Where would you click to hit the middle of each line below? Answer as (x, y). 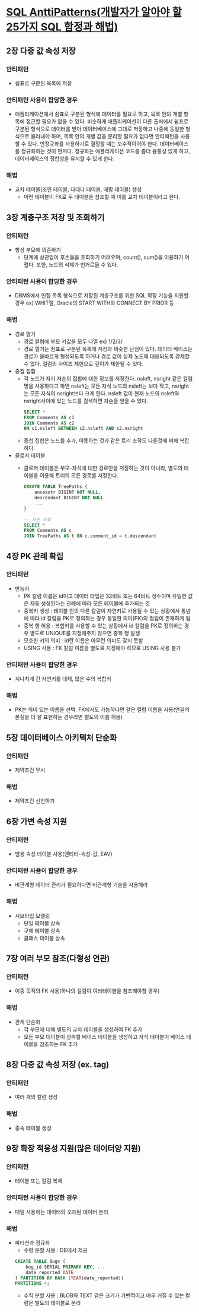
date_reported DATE (50, 1272)
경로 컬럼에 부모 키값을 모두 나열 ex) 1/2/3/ (73, 341)
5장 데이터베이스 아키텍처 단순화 (62, 738)
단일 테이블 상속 (42, 923)
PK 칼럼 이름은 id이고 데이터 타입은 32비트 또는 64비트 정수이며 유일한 (105, 596)
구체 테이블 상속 (42, 930)
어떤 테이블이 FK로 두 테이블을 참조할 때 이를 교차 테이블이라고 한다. (102, 197)
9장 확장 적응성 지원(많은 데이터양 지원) (73, 1148)
